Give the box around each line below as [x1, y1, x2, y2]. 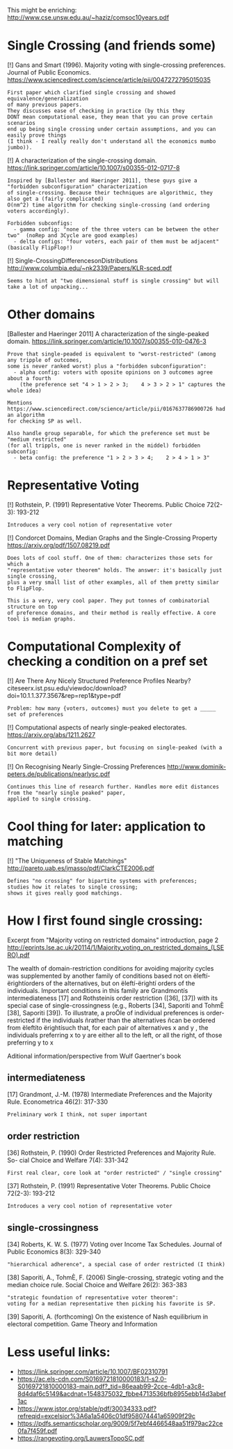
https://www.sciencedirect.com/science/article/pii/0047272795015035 [7, 75, 211, 84]
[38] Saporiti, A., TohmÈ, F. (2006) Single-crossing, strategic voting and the [7, 1273, 224, 1282]
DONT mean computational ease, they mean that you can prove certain [7, 113, 214, 121]
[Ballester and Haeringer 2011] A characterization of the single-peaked [7, 329, 209, 337]
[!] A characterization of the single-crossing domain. [7, 156, 157, 165]
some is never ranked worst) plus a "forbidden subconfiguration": [7, 363, 207, 370]
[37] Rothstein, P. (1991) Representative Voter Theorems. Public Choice [7, 1182, 211, 1190]
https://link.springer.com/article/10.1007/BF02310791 [17, 1367, 168, 1376]
